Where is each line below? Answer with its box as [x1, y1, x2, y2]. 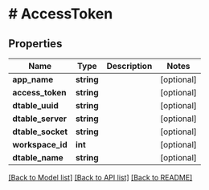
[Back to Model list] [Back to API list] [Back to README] [8, 173, 193, 182]
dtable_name [12, 152, 64, 163]
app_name [12, 74, 54, 85]
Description [106, 61, 153, 71]
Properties [8, 37, 63, 51]
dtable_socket [12, 126, 68, 137]
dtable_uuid [12, 100, 59, 111]
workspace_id [12, 139, 68, 150]
